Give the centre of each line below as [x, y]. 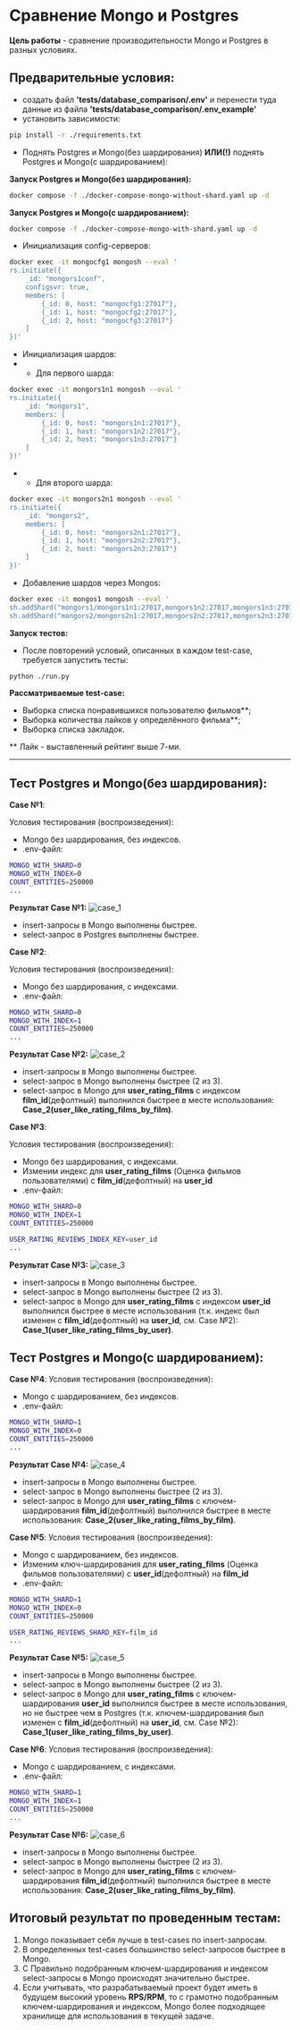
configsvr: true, [58, 287]
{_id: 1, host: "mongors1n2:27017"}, [111, 431]
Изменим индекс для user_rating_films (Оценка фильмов [132, 1171]
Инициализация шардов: [69, 354]
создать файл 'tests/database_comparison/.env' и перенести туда [149, 99]
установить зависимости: [71, 118]
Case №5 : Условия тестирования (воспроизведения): [111, 1537]
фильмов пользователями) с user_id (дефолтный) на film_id [135, 1573]
